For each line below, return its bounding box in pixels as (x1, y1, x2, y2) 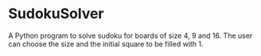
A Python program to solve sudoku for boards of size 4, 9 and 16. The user (8, 31, 253, 40)
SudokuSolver (8, 5, 105, 23)
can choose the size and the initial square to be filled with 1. (8, 39, 205, 48)
